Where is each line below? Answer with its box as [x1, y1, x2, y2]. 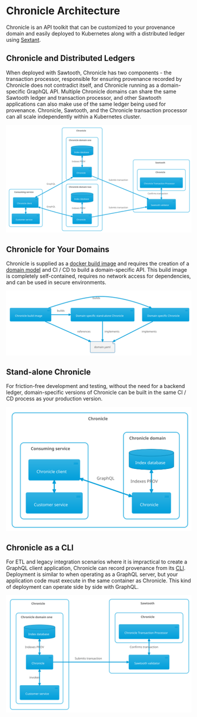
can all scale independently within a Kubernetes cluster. [6, 113, 141, 120]
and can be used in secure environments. [6, 279, 107, 286]
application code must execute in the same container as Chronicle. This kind [6, 577, 191, 584]
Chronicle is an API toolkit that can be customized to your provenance [6, 24, 175, 31]
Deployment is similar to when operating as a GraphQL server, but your [6, 571, 178, 578]
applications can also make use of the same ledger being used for [6, 100, 166, 107]
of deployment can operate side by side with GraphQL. [6, 583, 139, 590]
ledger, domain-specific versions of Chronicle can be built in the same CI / [6, 389, 186, 396]
